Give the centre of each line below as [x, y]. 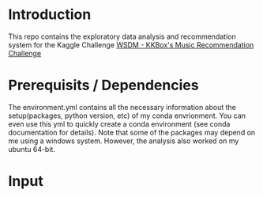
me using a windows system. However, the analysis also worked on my [124, 141]
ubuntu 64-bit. [32, 149]
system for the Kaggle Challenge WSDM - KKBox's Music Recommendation [131, 44]
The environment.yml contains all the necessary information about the [122, 107]
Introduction [50, 15]
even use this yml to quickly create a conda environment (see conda [119, 123]
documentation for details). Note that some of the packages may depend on [132, 132]
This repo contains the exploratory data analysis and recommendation [122, 36]
